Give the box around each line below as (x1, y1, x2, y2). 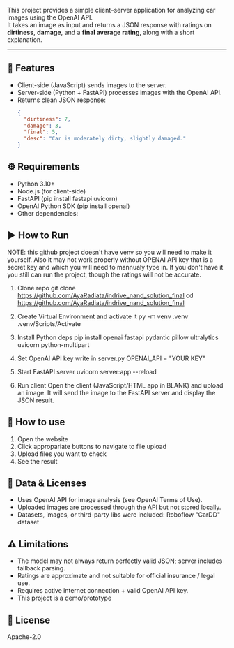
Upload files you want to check (17, 450, 107, 458)
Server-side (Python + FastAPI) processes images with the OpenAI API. (17, 88, 222, 96)
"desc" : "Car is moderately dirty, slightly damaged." (24, 135, 187, 142)
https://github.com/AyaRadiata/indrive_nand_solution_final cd (17, 291, 194, 300)
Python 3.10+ (17, 179, 56, 188)
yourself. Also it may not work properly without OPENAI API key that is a (7, 255, 214, 264)
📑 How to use (7, 416, 65, 428)
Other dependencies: (17, 209, 79, 217)
